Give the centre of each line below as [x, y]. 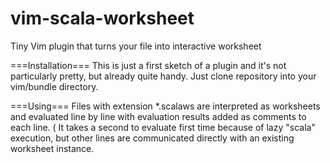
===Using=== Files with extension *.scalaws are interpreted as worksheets [165, 106]
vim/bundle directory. [54, 86]
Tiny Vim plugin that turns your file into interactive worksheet [136, 46]
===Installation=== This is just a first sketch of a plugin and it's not [148, 65]
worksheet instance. [52, 148]
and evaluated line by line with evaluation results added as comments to [158, 116]
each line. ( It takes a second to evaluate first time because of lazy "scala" [163, 127]
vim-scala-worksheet [102, 18]
